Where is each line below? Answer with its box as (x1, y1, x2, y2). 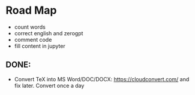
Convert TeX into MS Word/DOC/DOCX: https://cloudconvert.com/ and (14, 75, 190, 82)
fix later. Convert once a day (14, 82, 85, 89)
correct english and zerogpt (14, 29, 83, 36)
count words (14, 23, 46, 30)
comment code (14, 36, 52, 43)
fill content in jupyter (14, 42, 65, 50)
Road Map (5, 4, 58, 17)
